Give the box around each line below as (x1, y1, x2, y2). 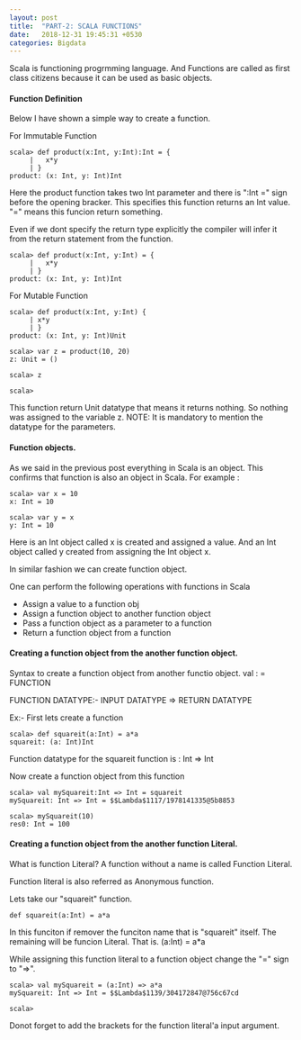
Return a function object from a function (22, 627, 172, 638)
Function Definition (9, 93, 83, 104)
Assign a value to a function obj (22, 598, 139, 609)
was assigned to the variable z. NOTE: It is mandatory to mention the (9, 411, 263, 423)
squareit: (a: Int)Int (9, 737, 94, 746)
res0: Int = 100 (9, 819, 70, 828)
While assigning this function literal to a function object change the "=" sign (9, 954, 289, 964)
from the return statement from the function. (9, 233, 173, 244)
